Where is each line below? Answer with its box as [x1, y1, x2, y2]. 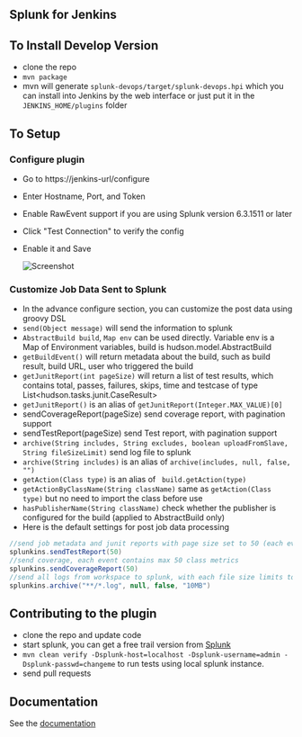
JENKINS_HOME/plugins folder [22, 100, 128, 111]
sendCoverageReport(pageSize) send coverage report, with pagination [22, 409, 286, 419]
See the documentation [9, 718, 96, 729]
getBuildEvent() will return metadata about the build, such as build [22, 351, 271, 363]
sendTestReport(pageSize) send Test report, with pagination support [22, 427, 278, 439]
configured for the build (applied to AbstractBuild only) [22, 512, 226, 523]
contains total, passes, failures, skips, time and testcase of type [22, 380, 259, 391]
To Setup [9, 126, 61, 141]
